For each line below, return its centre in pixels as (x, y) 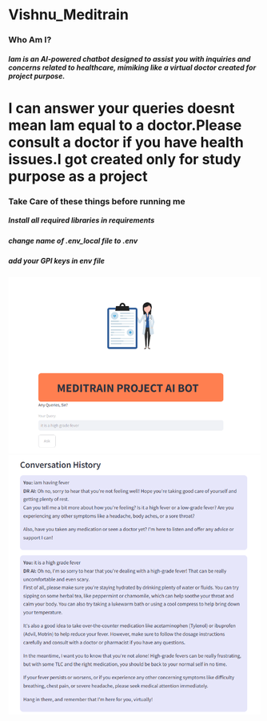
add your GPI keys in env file (57, 261)
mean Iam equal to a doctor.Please (125, 125)
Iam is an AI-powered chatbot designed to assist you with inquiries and (130, 58)
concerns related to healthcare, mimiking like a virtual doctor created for (132, 67)
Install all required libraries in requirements (82, 220)
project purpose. (37, 76)
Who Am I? (30, 40)
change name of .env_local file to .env (73, 240)
